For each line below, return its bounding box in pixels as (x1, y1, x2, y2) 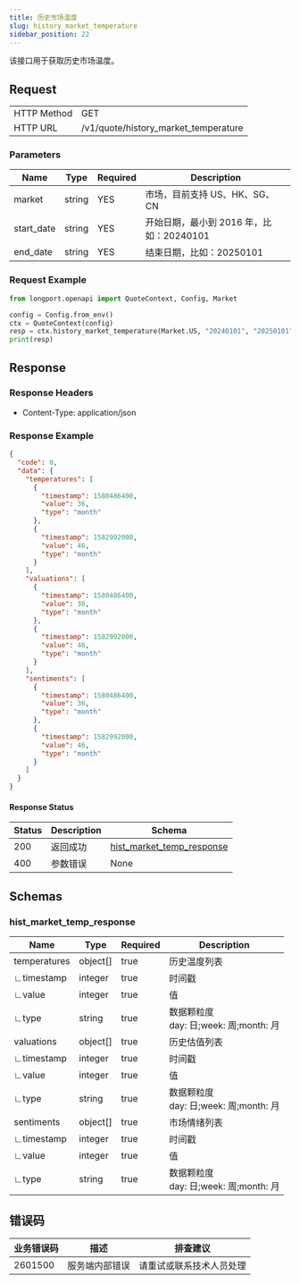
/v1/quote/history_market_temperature (80, 122, 244, 134)
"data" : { (17, 466, 54, 475)
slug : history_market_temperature (9, 21, 138, 30)
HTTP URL (13, 122, 58, 134)
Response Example (9, 429, 95, 442)
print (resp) (9, 335, 54, 344)
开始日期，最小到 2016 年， (145, 216, 263, 229)
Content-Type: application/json (21, 407, 137, 418)
